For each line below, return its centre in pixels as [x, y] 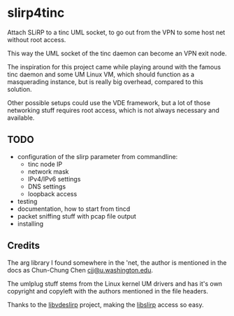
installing [30, 224]
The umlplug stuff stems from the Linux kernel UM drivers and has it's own [115, 283]
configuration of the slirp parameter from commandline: [97, 156]
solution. [20, 89]
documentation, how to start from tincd [74, 209]
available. [21, 118]
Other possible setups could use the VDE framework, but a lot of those [109, 102]
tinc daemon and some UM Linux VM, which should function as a [101, 74]
